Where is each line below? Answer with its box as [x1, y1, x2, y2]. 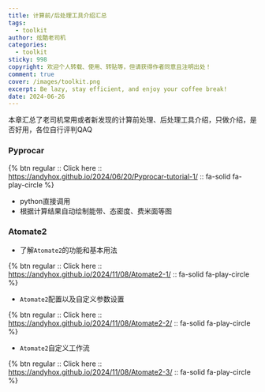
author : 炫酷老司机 [8, 33, 66, 42]
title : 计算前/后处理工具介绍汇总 [8, 11, 107, 20]
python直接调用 [19, 196, 71, 205]
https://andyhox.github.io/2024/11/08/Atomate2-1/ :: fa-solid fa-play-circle [8, 269, 250, 279]
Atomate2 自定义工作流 [19, 343, 91, 352]
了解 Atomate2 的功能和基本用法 [19, 245, 118, 254]
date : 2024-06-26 [8, 92, 65, 100]
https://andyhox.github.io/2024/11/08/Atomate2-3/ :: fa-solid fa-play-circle [8, 367, 251, 376]
